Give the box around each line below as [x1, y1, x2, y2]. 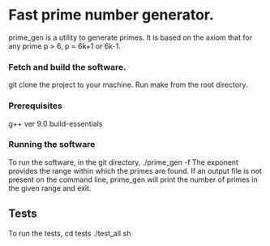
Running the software [8, 139, 96, 150]
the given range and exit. [8, 183, 92, 192]
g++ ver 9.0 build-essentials [8, 119, 103, 128]
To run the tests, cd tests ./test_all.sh [8, 228, 131, 238]
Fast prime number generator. [8, 6, 215, 24]
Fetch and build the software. [8, 61, 126, 72]
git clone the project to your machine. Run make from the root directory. [8, 80, 249, 90]
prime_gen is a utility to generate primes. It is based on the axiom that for [8, 32, 253, 42]
